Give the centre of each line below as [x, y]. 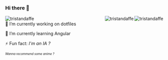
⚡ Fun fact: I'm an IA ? [28, 44]
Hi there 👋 [18, 8]
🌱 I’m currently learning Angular [38, 34]
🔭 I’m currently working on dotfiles [41, 24]
